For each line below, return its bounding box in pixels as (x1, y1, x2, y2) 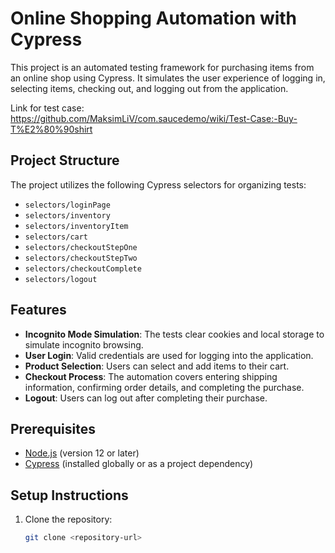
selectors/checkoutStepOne (24, 242, 138, 252)
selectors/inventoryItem (24, 221, 129, 231)
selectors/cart (24, 232, 89, 242)
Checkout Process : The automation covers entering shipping (24, 370, 278, 382)
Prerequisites (10, 420, 96, 437)
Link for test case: (10, 102, 85, 114)
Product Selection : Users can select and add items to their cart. (24, 360, 290, 372)
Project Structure (10, 152, 120, 169)
